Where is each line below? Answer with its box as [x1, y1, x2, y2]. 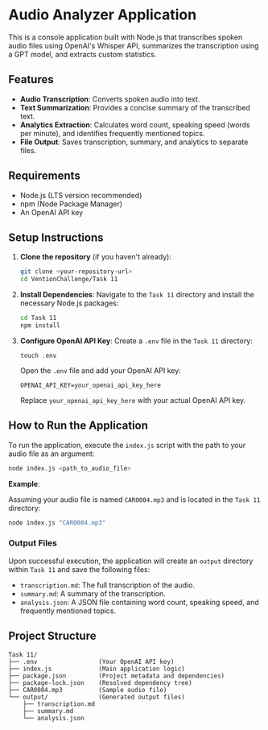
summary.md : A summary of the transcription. [19, 588, 167, 598]
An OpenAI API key [19, 207, 84, 217]
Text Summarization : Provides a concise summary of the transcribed [19, 102, 251, 112]
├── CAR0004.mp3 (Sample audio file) [8, 686, 167, 694]
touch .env [19, 351, 57, 359]
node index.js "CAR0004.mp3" [8, 518, 106, 527]
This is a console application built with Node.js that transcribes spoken [8, 32, 243, 42]
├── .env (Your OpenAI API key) [8, 657, 175, 666]
